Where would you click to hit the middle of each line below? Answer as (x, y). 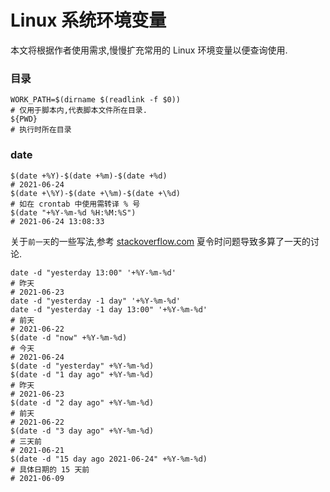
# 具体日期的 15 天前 (50, 469)
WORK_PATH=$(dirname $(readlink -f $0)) (96, 100)
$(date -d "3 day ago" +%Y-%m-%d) (82, 431)
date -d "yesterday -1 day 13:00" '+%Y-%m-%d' (109, 309)
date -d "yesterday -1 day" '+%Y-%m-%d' (96, 301)
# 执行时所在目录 (41, 130)
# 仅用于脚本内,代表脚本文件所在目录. (79, 111)
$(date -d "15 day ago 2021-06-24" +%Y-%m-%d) (109, 459)
